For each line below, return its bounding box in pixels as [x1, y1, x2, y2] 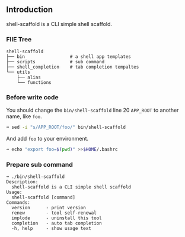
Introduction [6, 5, 53, 15]
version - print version [11, 205, 86, 211]
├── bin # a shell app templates [6, 54, 132, 60]
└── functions [17, 80, 52, 86]
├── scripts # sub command [6, 59, 105, 65]
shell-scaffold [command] [11, 194, 76, 200]
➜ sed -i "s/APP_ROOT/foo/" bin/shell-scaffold [6, 124, 126, 131]
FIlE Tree [6, 35, 32, 43]
